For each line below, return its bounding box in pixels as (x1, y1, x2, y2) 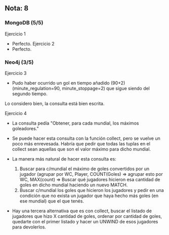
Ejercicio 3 (5, 70, 27, 76)
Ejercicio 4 (5, 110, 27, 116)
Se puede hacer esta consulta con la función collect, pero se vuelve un (12, 135, 160, 141)
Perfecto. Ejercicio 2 (12, 41, 55, 47)
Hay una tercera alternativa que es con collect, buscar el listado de (12, 208, 152, 214)
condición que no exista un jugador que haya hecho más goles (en (19, 192, 159, 199)
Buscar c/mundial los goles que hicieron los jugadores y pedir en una (19, 187, 164, 193)
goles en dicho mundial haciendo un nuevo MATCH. (19, 182, 128, 188)
